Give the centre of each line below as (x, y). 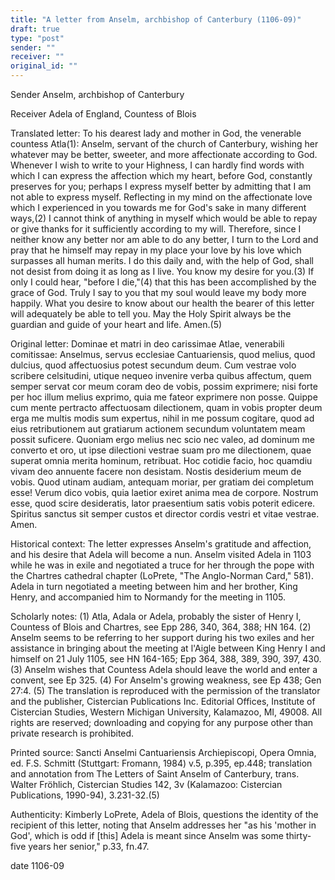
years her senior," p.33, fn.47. (89, 846)
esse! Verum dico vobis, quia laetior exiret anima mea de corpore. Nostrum (164, 492)
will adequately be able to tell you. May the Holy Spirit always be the (151, 314)
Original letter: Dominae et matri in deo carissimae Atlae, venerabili (147, 344)
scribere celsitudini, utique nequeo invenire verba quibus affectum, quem (161, 375)
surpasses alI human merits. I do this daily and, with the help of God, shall (162, 260)
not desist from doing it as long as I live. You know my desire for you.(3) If (162, 271)
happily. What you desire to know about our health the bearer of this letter (162, 303)
